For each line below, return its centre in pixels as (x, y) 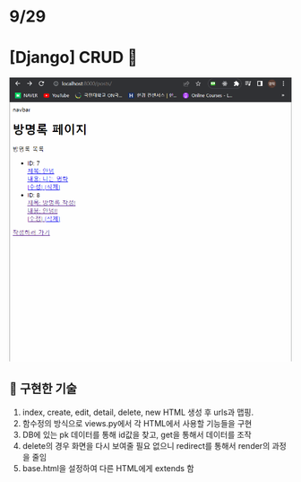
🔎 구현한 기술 (43, 389)
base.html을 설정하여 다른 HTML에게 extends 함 (108, 468)
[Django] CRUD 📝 (73, 58)
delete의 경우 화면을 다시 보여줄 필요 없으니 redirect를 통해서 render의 (146, 445)
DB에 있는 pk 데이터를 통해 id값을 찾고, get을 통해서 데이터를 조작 (137, 434)
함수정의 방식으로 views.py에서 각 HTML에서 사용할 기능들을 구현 (137, 423)
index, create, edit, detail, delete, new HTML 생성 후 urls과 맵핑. (138, 412)
